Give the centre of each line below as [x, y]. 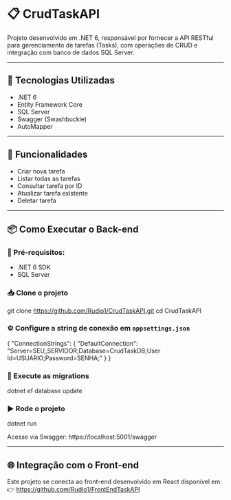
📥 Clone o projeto [38, 293]
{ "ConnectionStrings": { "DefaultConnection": [73, 343]
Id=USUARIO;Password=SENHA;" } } [59, 358]
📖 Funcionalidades [47, 155]
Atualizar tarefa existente [52, 193]
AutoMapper [35, 126]
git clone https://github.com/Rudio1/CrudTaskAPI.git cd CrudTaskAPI [104, 311]
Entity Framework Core [49, 104]
